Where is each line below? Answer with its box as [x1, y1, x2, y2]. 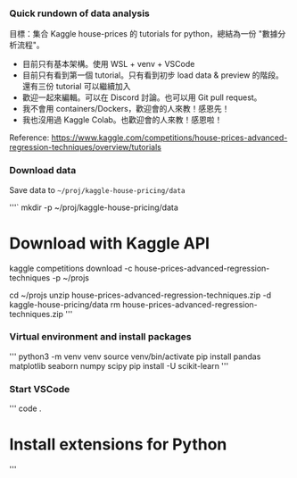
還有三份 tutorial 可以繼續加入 [21, 81, 131, 92]
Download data [9, 164, 77, 177]
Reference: [9, 132, 50, 143]
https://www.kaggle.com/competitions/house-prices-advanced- [51, 132, 288, 143]
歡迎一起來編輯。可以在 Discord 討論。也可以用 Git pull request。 [21, 92, 262, 103]
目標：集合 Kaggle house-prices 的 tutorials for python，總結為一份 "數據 [9, 29, 278, 39]
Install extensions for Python [9, 434, 227, 455]
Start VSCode [9, 382, 70, 395]
